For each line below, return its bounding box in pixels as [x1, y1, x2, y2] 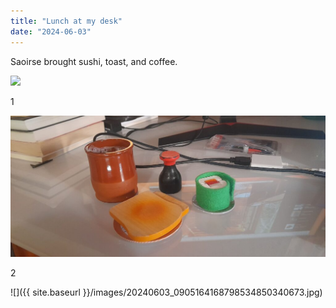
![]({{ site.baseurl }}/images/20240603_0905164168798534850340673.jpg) [10, 286, 323, 299]
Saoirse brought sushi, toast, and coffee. [10, 55, 178, 67]
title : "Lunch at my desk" [10, 16, 123, 26]
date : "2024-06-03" [10, 26, 92, 37]
